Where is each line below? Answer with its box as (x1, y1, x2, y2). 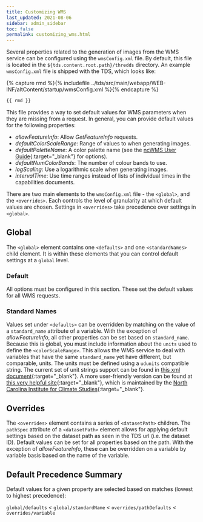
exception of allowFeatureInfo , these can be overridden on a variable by (6, 445, 187, 453)
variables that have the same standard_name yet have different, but (6, 353, 171, 361)
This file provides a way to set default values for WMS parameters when (6, 109, 187, 116)
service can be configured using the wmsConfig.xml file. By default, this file (6, 55, 192, 62)
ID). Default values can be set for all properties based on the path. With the (6, 439, 194, 446)
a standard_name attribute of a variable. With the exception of (6, 327, 158, 335)
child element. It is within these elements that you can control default (6, 250, 179, 257)
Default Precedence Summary (6, 469, 123, 479)
